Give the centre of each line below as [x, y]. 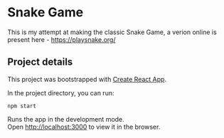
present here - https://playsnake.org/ [62, 39]
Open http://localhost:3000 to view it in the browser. [84, 127]
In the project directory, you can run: [61, 92]
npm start [22, 106]
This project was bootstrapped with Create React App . [87, 79]
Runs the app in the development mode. [66, 119]
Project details [40, 62]
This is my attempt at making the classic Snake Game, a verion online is [112, 32]
